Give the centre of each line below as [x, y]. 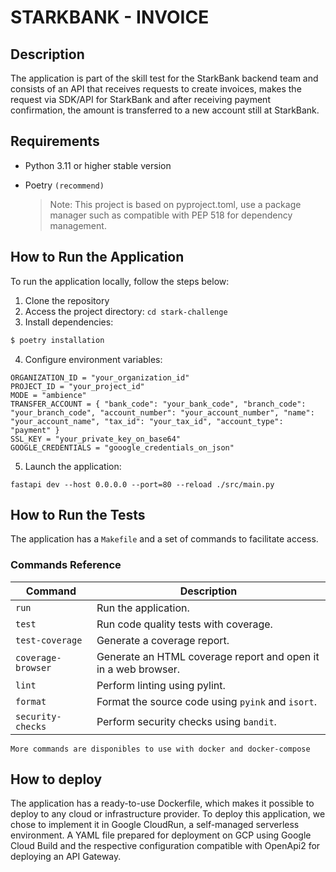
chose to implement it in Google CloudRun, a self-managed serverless [155, 825]
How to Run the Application [97, 257]
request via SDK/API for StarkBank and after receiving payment [140, 99]
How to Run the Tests [78, 514]
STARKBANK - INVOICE [110, 17]
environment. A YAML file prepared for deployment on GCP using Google [161, 835]
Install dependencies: [69, 322]
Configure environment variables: [93, 359]
